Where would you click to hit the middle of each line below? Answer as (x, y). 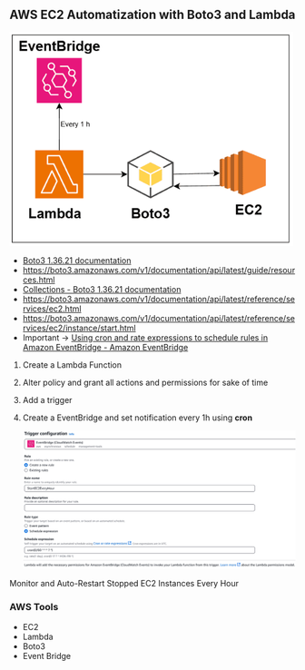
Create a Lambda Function (72, 365)
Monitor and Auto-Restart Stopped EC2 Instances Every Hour (124, 584)
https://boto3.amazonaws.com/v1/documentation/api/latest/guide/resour (159, 271)
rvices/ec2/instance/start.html (79, 328)
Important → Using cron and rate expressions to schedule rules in (145, 338)
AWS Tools (34, 607)
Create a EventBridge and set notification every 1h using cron (137, 418)
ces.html (39, 280)
